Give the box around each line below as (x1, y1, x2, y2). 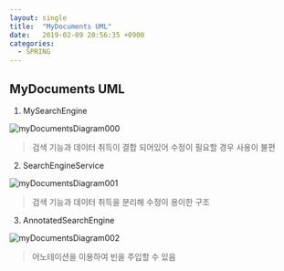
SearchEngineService (22, 160, 105, 171)
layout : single (9, 13, 68, 23)
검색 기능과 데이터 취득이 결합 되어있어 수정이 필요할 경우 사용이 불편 (31, 141, 276, 152)
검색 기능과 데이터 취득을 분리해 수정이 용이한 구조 (31, 196, 210, 207)
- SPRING (17, 47, 51, 57)
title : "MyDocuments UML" (9, 22, 112, 31)
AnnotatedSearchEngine (22, 214, 115, 225)
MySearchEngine (22, 105, 88, 116)
